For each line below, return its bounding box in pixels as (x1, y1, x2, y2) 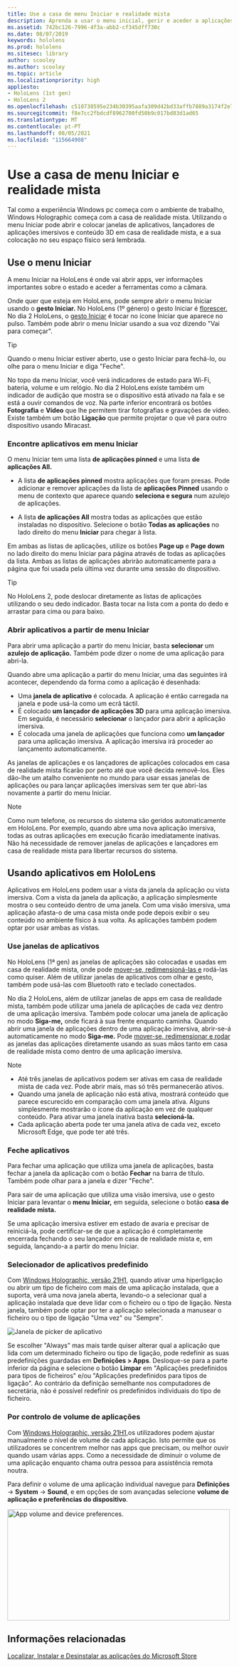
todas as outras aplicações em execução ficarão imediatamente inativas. (7, 831, 221, 840)
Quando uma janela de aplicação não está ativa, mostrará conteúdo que (17, 1090, 229, 1098)
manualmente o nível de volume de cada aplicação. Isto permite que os (7, 1436, 216, 1444)
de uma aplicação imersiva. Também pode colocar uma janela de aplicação (7, 1009, 228, 1018)
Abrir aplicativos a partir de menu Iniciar (7, 625, 149, 635)
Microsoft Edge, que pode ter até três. (17, 1127, 129, 1136)
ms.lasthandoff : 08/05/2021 (7, 130, 91, 137)
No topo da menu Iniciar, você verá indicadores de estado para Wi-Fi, (7, 376, 211, 384)
